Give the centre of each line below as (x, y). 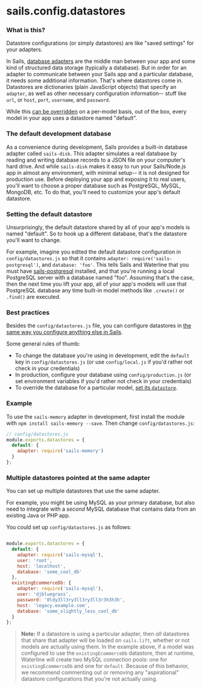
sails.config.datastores (66, 11)
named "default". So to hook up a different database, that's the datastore (96, 234)
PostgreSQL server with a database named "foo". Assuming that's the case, (100, 278)
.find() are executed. (33, 297)
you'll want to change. (34, 240)
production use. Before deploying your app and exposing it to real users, (96, 179)
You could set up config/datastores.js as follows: (69, 527)
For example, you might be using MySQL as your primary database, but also (100, 503)
